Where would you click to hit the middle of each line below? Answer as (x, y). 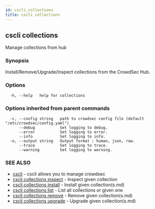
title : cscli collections (33, 15)
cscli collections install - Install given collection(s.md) (68, 185)
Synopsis (17, 61)
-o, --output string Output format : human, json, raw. (73, 141)
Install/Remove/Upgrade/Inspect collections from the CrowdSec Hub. (78, 72)
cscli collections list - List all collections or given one (68, 190)
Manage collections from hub (36, 48)
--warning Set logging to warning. (66, 150)
